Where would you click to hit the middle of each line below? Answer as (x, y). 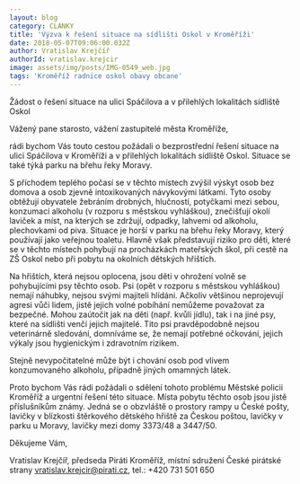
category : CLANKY (42, 26)
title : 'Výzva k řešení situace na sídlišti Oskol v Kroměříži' (132, 34)
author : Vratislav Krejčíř (60, 51)
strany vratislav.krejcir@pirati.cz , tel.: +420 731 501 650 (112, 470)
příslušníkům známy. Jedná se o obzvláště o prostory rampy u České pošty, (150, 406)
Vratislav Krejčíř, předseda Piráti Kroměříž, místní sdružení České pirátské (145, 460)
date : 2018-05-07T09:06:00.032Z (70, 43)
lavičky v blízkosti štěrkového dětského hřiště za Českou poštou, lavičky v (146, 416)
